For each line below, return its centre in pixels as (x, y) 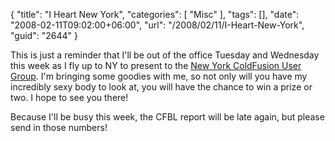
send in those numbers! (59, 127)
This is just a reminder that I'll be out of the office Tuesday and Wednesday (165, 55)
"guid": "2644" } (44, 35)
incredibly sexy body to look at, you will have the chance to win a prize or (161, 87)
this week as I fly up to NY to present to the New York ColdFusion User (156, 65)
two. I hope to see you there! (69, 97)
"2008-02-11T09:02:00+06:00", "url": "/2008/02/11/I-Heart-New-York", (157, 25)
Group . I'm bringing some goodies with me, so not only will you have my (159, 76)
